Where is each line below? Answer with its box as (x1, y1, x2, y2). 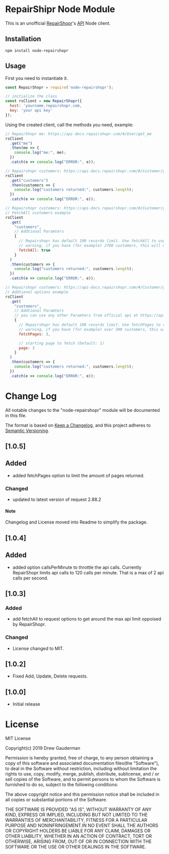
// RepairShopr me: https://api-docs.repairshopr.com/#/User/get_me (5, 131, 152, 136)
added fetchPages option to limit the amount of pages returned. (12, 472, 145, 478)
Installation (5, 35, 41, 43)
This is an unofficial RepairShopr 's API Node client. (5, 20, 111, 26)
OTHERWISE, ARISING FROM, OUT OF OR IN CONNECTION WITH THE (5, 838, 152, 844)
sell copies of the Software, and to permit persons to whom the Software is (5, 776, 161, 783)
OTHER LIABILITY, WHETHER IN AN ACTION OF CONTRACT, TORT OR (5, 833, 152, 839)
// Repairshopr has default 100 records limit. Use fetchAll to (18, 238, 156, 243)
